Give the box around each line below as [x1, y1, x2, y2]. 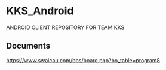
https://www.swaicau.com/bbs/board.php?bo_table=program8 [6, 56, 160, 63]
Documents [6, 41, 51, 51]
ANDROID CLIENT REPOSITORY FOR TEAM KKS [6, 24, 125, 31]
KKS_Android [6, 4, 74, 18]
